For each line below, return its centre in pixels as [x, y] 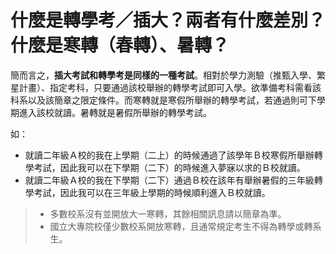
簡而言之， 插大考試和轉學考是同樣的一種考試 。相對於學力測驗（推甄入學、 [163, 75]
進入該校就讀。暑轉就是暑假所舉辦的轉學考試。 [115, 112]
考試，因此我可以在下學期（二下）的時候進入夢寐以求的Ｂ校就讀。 [169, 167]
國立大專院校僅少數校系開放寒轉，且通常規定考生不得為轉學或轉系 [185, 226]
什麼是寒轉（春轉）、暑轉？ [120, 45]
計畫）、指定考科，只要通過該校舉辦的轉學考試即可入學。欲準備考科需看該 [170, 87]
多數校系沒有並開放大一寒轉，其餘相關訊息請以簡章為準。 [168, 213]
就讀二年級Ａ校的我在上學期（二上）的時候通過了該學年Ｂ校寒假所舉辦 [169, 155]
